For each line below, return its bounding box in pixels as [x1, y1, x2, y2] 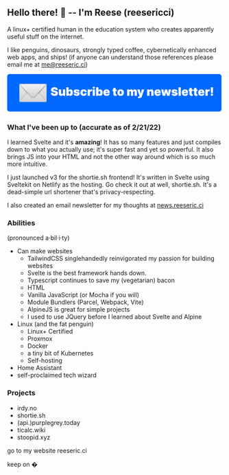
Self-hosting [27, 356, 63, 364]
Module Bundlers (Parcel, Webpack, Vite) [27, 298, 144, 306]
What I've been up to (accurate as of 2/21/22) [7, 122, 161, 132]
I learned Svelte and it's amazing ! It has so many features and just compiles [7, 138, 221, 146]
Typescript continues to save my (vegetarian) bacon [27, 276, 176, 285]
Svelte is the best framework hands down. [27, 269, 147, 277]
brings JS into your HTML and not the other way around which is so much [7, 152, 216, 161]
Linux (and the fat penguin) [16, 320, 94, 328]
